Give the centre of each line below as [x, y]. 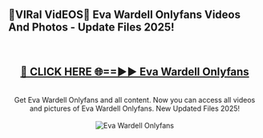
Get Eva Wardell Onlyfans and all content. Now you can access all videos [135, 99]
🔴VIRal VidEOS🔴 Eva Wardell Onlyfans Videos [124, 15]
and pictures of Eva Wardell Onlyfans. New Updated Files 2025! [135, 108]
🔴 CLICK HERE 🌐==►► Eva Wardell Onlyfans [135, 72]
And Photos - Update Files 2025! [91, 28]
